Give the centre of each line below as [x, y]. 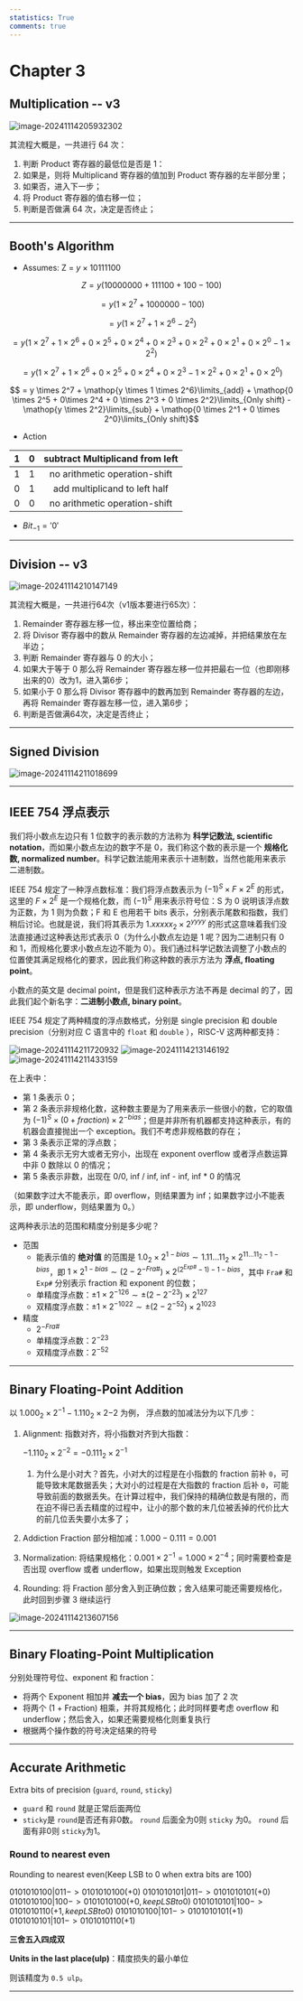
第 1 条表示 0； [50, 1097]
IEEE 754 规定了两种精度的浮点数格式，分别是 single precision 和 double [143, 1020]
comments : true [38, 26]
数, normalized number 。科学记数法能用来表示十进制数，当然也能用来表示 [148, 858]
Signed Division [55, 752]
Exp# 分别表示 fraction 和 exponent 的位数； [117, 1283]
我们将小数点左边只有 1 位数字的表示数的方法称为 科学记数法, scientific [141, 835]
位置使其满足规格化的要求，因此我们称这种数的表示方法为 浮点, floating [142, 959]
